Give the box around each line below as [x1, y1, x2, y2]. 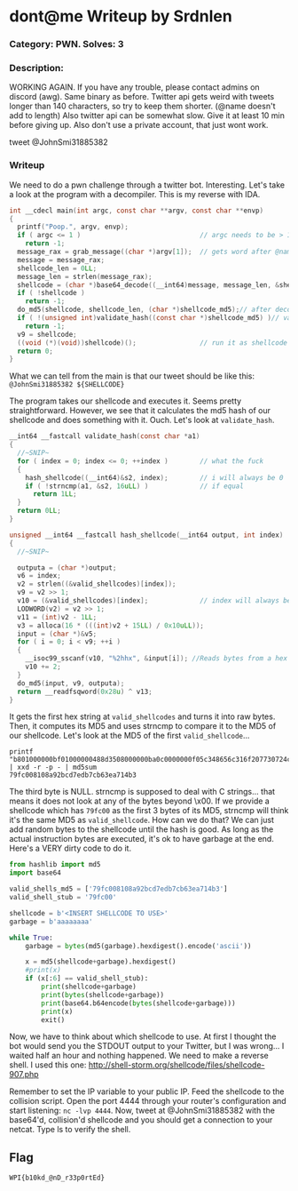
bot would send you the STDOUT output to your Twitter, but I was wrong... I [9, 1041, 285, 1051]
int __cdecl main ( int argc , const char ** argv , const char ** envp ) [9, 206, 264, 215]
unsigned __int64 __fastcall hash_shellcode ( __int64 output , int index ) [9, 531, 284, 540]
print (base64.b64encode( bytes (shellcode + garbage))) [41, 998, 237, 1008]
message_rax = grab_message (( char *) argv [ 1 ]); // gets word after [17, 247, 272, 257]
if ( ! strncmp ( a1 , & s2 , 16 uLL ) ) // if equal [25, 482, 244, 491]
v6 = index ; [17, 572, 62, 580]
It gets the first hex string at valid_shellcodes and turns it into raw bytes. [9, 711, 276, 722]
